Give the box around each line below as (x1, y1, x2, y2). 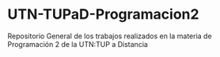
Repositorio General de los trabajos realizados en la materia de (7, 31, 212, 41)
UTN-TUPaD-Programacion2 (7, 5, 199, 23)
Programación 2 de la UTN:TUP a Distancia (7, 39, 148, 48)
